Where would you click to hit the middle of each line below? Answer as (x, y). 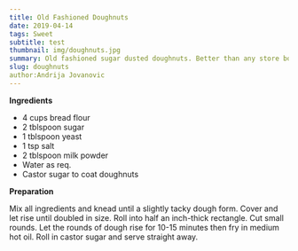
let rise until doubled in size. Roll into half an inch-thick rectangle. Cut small (146, 217)
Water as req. (47, 164)
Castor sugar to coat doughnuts (80, 174)
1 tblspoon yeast (52, 136)
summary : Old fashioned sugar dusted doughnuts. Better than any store (144, 59)
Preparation (31, 191)
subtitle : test (37, 42)
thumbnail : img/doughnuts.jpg (65, 51)
